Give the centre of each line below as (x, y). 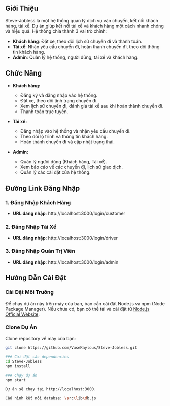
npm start (16, 380)
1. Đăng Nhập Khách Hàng (38, 202)
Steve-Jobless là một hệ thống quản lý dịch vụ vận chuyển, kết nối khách (82, 20)
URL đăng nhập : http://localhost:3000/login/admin (65, 262)
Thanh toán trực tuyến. (44, 112)
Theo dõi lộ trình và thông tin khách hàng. (64, 136)
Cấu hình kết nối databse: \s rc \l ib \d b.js (51, 398)
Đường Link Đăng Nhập (43, 188)
